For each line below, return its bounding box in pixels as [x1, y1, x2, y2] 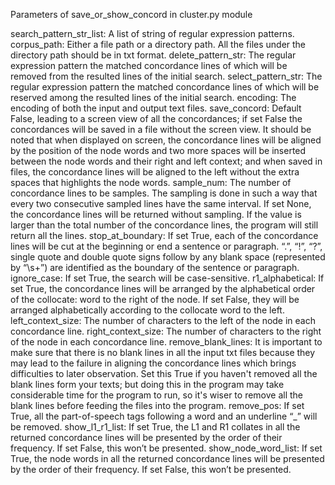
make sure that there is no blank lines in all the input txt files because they [10, 347, 316, 358]
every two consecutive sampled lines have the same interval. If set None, [10, 198, 312, 209]
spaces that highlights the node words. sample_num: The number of [10, 177, 292, 188]
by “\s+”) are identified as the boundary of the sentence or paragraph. [10, 262, 300, 273]
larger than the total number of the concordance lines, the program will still [10, 219, 319, 231]
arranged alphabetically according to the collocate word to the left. [10, 304, 285, 316]
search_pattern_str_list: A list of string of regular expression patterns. [10, 28, 295, 39]
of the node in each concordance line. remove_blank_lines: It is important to [10, 336, 323, 348]
